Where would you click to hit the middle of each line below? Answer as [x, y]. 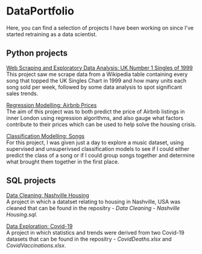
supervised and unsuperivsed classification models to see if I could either [98, 148]
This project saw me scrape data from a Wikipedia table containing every [97, 74]
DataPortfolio [40, 11]
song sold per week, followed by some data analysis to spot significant [94, 87]
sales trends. [22, 93]
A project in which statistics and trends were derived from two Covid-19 [96, 232]
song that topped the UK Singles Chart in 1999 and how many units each [96, 80]
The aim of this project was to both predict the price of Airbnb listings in [96, 111]
